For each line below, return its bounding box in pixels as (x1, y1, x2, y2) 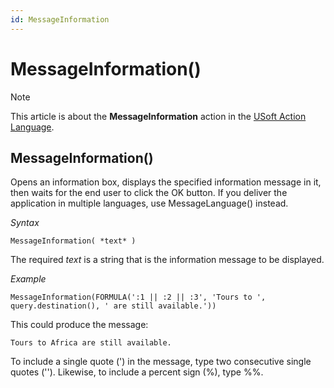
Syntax (10, 217, 40, 229)
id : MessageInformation (10, 14, 110, 25)
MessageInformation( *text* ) (10, 236, 137, 246)
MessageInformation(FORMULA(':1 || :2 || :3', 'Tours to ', (10, 292, 267, 303)
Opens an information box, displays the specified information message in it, (10, 176, 322, 188)
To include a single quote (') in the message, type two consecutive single (10, 356, 312, 368)
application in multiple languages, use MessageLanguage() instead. (10, 197, 289, 210)
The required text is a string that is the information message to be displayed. (10, 254, 325, 266)
